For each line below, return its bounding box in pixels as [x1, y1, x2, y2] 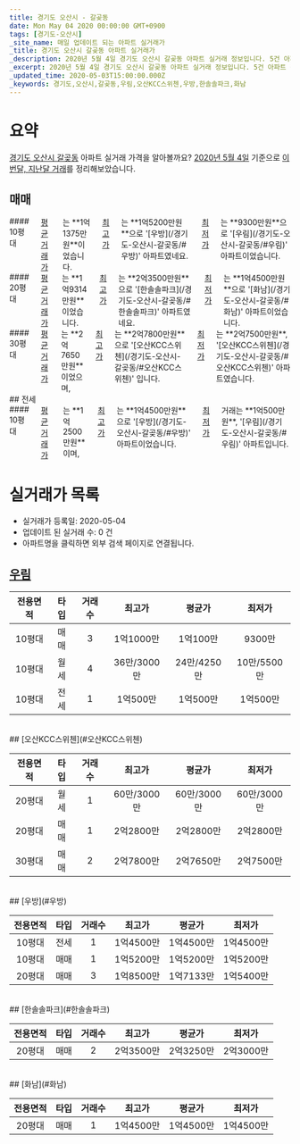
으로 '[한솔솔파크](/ [118, 284, 185, 295]
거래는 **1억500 [221, 405, 279, 416]
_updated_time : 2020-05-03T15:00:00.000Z [9, 71, 166, 80]
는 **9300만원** [220, 217, 280, 228]
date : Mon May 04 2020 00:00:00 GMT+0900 [9, 21, 166, 30]
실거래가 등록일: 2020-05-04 [21, 515, 127, 527]
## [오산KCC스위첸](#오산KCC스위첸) [9, 734, 143, 745]
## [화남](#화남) [9, 1079, 67, 1090]
